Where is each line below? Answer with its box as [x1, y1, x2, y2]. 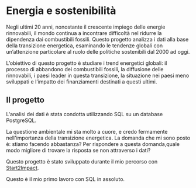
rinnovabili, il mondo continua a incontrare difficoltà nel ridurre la [6, 29, 162, 36]
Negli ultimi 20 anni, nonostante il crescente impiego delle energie [6, 23, 166, 30]
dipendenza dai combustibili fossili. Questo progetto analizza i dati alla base [6, 36, 189, 43]
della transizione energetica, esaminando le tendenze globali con [6, 42, 163, 49]
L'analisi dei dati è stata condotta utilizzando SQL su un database [6, 110, 163, 117]
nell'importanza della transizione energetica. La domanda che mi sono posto [6, 134, 191, 141]
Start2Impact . [6, 164, 39, 171]
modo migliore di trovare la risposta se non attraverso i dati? [6, 147, 151, 154]
